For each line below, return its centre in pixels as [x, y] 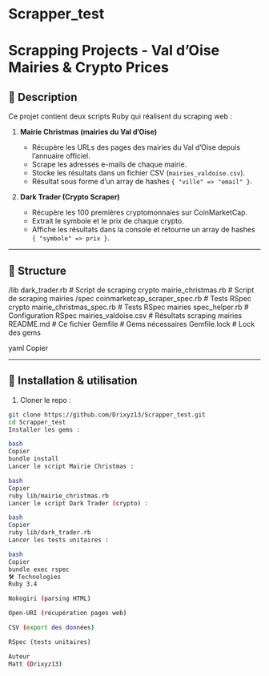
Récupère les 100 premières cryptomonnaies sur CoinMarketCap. [140, 212]
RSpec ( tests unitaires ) [50, 642]
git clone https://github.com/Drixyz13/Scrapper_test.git [107, 414]
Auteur [19, 656]
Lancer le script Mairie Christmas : [71, 467]
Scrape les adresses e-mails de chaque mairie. [109, 164]
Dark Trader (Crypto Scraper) [70, 197]
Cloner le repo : [46, 400]
